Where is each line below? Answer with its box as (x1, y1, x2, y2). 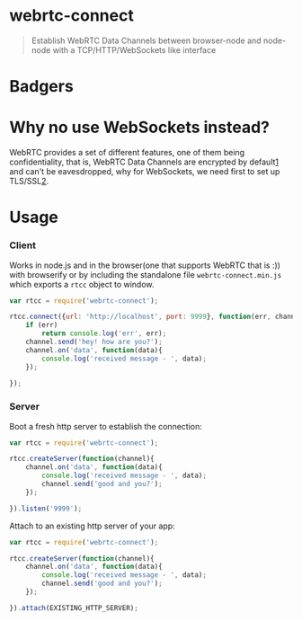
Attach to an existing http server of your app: (9, 520, 175, 531)
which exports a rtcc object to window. (9, 279, 155, 289)
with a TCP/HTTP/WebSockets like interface (52, 44, 217, 55)
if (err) (25, 321, 58, 330)
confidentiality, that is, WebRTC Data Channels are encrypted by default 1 (9, 156, 280, 167)
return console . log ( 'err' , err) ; (41, 329, 167, 338)
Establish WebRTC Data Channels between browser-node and (31, 35, 262, 46)
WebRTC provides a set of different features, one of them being (9, 147, 245, 158)
